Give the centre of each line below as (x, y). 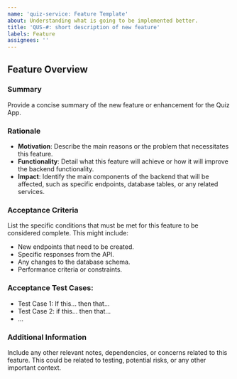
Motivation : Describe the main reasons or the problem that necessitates (123, 146)
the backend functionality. (56, 169)
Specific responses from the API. (66, 255)
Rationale (24, 131)
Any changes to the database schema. (74, 262)
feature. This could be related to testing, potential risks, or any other (107, 360)
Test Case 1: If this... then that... (64, 304)
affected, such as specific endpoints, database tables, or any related (118, 184)
